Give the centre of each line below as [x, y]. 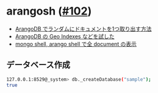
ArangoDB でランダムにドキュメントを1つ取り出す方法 [83, 29]
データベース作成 [38, 65]
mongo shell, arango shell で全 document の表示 [76, 44]
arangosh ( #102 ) [49, 11]
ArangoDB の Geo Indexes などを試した [65, 36]
